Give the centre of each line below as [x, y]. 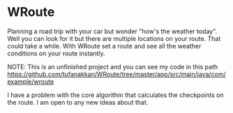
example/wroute [31, 81]
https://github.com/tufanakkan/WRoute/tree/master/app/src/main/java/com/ [116, 74]
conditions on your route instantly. [57, 53]
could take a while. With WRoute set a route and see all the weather [104, 46]
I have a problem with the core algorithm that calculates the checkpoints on [115, 95]
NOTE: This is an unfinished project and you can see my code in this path [113, 67]
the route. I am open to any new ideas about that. [78, 102]
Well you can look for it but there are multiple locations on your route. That [114, 38]
